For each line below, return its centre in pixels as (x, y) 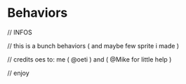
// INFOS (20, 32)
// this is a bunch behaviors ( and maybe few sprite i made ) (93, 45)
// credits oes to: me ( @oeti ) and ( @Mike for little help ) (89, 59)
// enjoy (18, 73)
